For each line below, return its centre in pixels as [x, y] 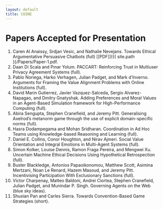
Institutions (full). [29, 87]
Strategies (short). [31, 201]
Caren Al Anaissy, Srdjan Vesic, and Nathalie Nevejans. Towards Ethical [84, 52]
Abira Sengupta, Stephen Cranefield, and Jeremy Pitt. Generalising [80, 113]
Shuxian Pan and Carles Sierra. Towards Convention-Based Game [79, 196]
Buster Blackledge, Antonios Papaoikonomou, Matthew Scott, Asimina [83, 165]
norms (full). [25, 124]
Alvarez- [133, 93]
